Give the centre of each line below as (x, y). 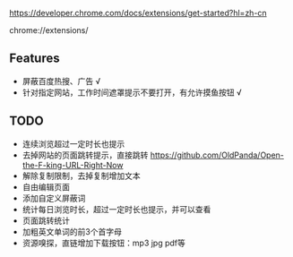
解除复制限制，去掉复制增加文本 (81, 176)
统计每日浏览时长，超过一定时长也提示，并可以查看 (116, 209)
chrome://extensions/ (49, 30)
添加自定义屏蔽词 (54, 198)
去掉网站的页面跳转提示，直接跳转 (85, 155)
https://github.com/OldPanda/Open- (217, 155)
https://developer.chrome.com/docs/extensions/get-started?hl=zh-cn (138, 13)
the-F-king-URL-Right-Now (73, 165)
